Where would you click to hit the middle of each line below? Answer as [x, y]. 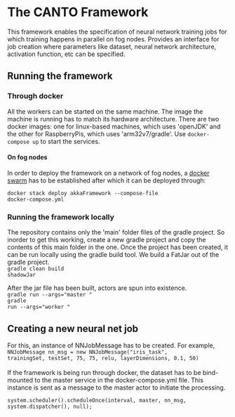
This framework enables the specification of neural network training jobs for [117, 32]
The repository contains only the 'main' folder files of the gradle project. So [116, 232]
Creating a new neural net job [73, 328]
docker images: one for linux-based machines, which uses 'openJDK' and [114, 126]
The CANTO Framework [78, 12]
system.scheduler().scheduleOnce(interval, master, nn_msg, [97, 400]
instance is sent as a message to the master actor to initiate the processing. [116, 388]
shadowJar [22, 275]
